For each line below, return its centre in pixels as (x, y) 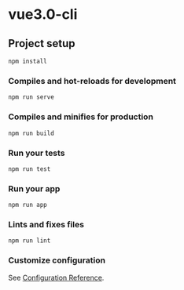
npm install (28, 61)
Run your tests (37, 153)
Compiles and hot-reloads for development (92, 81)
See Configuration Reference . (56, 277)
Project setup (42, 43)
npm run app (28, 205)
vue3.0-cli (43, 14)
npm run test (29, 169)
